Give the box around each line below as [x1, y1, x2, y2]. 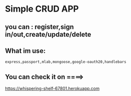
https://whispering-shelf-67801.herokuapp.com [5, 86, 100, 92]
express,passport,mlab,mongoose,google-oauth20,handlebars [5, 60, 127, 64]
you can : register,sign [5, 23, 74, 31]
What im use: [5, 47, 46, 55]
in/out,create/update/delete [5, 30, 91, 38]
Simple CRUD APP [5, 3, 79, 15]
